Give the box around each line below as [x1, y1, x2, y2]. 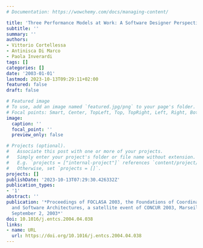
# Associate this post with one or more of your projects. [6, 149, 164, 155]
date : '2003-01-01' [6, 70, 56, 76]
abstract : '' [6, 194, 39, 200]
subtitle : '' [6, 25, 39, 31]
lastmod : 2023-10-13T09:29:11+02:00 [6, 76, 98, 82]
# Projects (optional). [6, 143, 66, 149]
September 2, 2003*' [11, 210, 63, 217]
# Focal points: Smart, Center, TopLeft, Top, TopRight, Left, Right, [6, 109, 188, 116]
